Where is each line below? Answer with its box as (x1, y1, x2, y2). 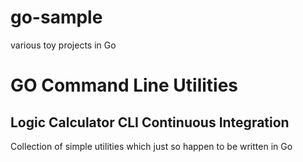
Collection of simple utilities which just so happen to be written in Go (10, 140, 293, 152)
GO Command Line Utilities (10, 74, 239, 97)
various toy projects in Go (10, 39, 117, 51)
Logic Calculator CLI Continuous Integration (10, 114, 290, 131)
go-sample (10, 6, 103, 29)
